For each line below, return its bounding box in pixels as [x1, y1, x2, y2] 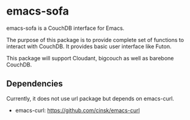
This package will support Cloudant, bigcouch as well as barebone [6, 54, 174, 62]
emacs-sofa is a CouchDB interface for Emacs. [6, 24, 125, 32]
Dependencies [6, 79, 63, 89]
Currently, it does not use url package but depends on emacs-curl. [6, 94, 174, 102]
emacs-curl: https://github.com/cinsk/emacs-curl [15, 107, 141, 114]
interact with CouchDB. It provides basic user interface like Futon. [6, 43, 172, 50]
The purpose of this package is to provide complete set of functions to [6, 36, 185, 43]
